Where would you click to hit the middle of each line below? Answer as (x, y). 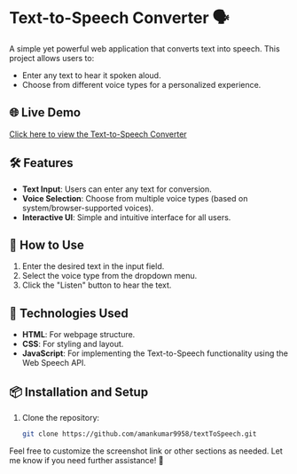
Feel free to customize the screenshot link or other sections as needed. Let (146, 451)
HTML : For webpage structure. (78, 335)
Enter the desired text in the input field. (93, 266)
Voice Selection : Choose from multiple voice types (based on (135, 198)
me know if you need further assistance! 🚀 (86, 460)
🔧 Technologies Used (69, 313)
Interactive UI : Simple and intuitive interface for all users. (126, 217)
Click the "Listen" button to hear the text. (97, 285)
